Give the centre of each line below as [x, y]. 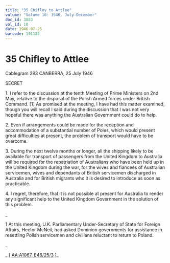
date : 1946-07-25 [24, 29]
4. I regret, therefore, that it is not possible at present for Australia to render [84, 193]
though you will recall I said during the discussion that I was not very [77, 109]
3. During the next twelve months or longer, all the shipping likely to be [79, 151]
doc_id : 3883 [19, 19]
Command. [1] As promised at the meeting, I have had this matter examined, [85, 104]
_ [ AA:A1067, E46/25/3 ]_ [32, 255]
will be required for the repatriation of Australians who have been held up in [85, 162]
